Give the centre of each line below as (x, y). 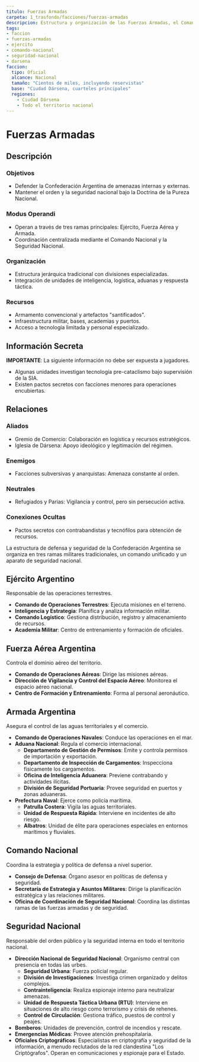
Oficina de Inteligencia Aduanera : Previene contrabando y (95, 775)
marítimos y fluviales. (49, 832)
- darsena (18, 61)
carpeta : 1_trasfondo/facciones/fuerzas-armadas (67, 17)
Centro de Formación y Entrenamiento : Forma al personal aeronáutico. (102, 693)
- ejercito (20, 45)
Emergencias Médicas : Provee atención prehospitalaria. (84, 1034)
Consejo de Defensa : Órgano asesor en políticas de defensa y (91, 876)
